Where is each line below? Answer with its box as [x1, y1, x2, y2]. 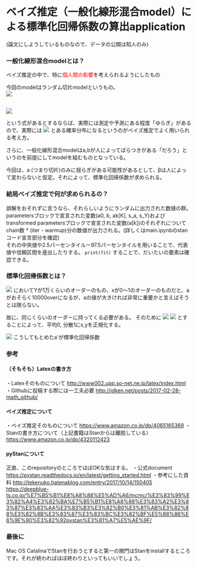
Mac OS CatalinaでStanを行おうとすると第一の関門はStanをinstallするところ [6, 547, 191, 554]
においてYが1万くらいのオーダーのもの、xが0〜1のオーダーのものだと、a [13, 286, 190, 293]
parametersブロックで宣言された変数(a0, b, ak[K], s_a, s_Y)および [6, 212, 166, 219]
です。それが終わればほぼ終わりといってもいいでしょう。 [6, 554, 143, 562]
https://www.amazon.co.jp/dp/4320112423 [6, 436, 110, 443]
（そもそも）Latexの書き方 [6, 365, 72, 372]
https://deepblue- [6, 486, 49, 493]
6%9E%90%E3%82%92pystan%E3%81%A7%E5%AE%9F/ [6, 517, 152, 524]
